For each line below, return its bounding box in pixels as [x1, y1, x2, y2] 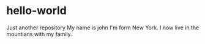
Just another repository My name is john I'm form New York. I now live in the [6, 24, 199, 31]
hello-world [6, 4, 67, 18]
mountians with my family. [6, 30, 72, 37]
